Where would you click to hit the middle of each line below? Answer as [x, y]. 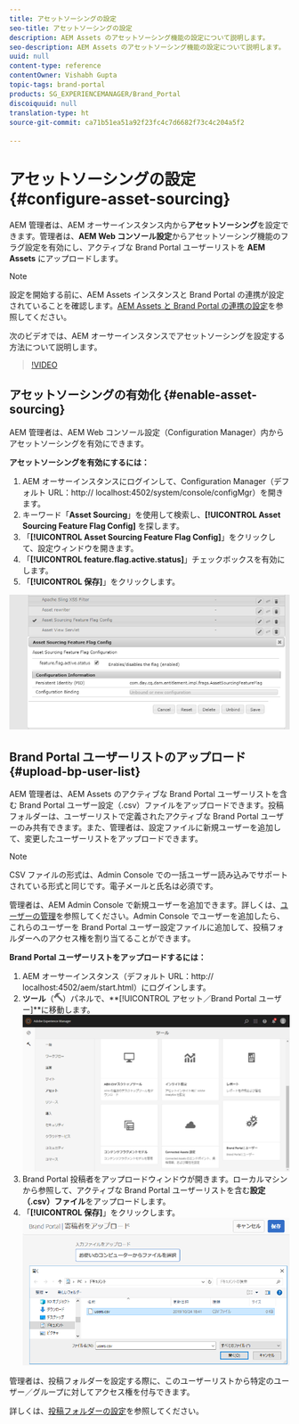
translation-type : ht [49, 113]
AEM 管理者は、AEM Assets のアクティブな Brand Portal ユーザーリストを [145, 794]
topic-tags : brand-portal [57, 85]
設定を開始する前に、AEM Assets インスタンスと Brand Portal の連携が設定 [147, 295]
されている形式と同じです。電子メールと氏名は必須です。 [113, 886]
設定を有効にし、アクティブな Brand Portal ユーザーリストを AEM [145, 247]
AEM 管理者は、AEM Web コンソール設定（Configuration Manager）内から [147, 432]
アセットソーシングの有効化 [85, 395]
